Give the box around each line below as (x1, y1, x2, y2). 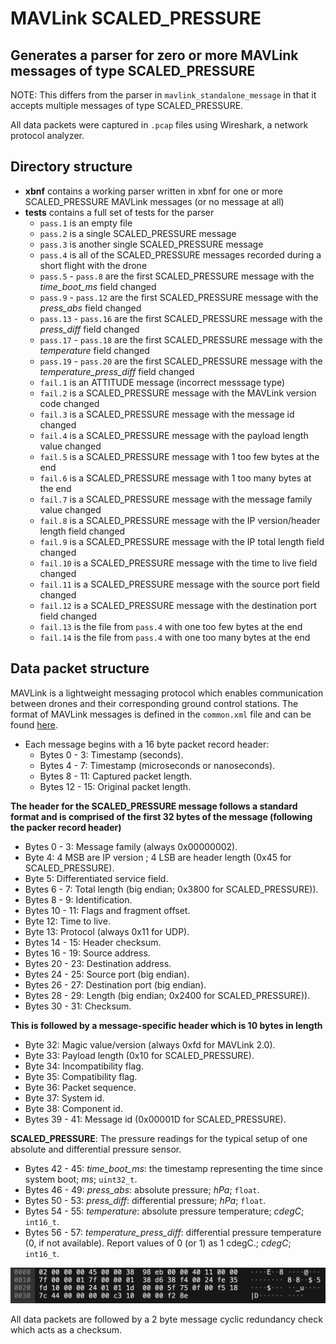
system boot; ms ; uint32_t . (24, 1173, 138, 1185)
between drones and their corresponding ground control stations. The (10, 697, 299, 709)
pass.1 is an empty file (39, 217, 133, 229)
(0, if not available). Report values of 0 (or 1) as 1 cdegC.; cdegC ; (24, 1237, 292, 1249)
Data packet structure (10, 660, 150, 677)
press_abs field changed (39, 302, 142, 314)
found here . (10, 718, 58, 731)
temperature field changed (39, 344, 150, 356)
